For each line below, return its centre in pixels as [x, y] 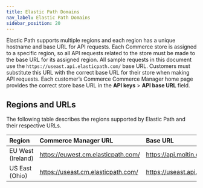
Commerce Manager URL [76, 141]
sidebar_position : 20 [34, 23]
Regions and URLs [41, 105]
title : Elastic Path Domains [43, 12]
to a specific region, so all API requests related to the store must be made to [101, 53]
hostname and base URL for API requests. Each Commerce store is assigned [101, 47]
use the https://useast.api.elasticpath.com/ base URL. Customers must [98, 66]
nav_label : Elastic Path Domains [48, 18]
